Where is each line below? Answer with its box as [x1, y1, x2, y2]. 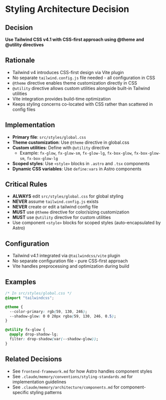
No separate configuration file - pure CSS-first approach [12, 258, 128, 264]
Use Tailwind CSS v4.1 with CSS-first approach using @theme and [5, 36, 145, 42]
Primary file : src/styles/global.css [12, 134, 86, 140]
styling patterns [29, 389, 62, 395]
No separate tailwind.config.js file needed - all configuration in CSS [12, 75, 155, 81]
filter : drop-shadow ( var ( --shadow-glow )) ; [9, 337, 99, 342]
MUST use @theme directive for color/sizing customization [12, 209, 130, 215]
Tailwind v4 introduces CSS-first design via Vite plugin [12, 69, 124, 75]
